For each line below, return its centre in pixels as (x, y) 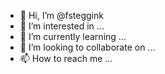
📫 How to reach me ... (66, 58)
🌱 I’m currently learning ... (73, 36)
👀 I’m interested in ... (62, 26)
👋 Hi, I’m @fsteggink (61, 15)
